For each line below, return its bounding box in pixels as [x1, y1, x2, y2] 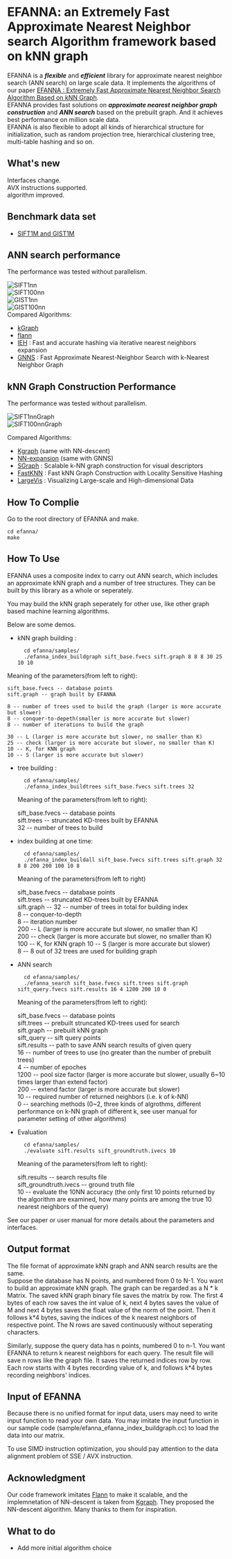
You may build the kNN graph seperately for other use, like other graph [7, 599, 210, 608]
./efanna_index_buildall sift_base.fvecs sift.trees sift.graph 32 [24, 856, 223, 863]
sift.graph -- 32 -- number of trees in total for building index [17, 902, 188, 911]
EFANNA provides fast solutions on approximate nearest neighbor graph [7, 100, 217, 109]
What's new [7, 157, 60, 170]
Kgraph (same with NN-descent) [17, 447, 111, 455]
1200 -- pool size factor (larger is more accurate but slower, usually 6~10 [17, 1070, 226, 1078]
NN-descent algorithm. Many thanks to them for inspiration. [7, 1505, 178, 1514]
